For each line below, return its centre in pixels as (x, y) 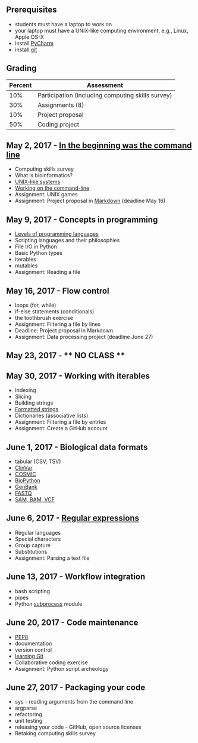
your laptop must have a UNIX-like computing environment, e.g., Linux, (101, 30)
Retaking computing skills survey (55, 733)
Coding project (58, 124)
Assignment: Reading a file (48, 272)
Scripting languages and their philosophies (67, 241)
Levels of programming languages (57, 234)
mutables (26, 266)
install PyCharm (34, 43)
